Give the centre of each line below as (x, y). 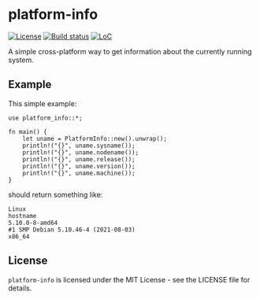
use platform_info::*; (45, 118)
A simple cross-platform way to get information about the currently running (130, 51)
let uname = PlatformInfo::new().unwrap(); (95, 138)
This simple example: (43, 103)
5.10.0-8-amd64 (33, 223)
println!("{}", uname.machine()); (79, 173)
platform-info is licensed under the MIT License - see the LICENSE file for (129, 279)
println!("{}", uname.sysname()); (79, 146)
